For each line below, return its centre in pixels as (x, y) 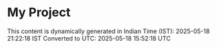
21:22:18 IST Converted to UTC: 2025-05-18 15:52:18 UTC (89, 38)
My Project (39, 13)
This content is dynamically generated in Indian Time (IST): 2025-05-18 (108, 31)
